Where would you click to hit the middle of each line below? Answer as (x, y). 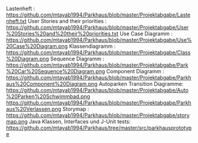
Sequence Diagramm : (77, 59)
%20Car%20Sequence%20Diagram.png (56, 71)
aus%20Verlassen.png (34, 109)
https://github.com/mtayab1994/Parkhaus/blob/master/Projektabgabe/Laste (98, 15)
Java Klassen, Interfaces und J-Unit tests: (80, 121)
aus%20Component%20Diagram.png (52, 84)
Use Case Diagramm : (146, 34)
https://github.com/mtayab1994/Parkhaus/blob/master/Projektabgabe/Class (98, 52)
